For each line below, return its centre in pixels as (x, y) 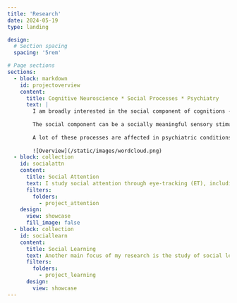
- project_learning (67, 276)
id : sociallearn (44, 236)
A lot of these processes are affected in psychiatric (115, 137)
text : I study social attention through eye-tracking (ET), (116, 183)
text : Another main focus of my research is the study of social (124, 255)
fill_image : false (53, 223)
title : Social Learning (61, 249)
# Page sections (31, 66)
